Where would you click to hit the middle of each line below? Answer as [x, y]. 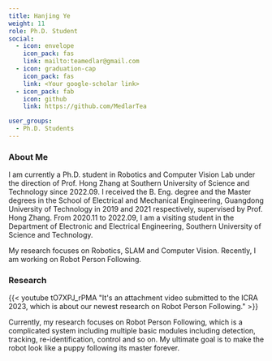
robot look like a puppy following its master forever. [94, 348]
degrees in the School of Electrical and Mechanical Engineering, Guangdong [136, 200]
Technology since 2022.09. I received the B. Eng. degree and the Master [130, 192]
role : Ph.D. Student [43, 31]
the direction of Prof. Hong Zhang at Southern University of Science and [129, 183]
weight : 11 [27, 24]
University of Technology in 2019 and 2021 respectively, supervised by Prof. [136, 209]
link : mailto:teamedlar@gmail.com [81, 62]
